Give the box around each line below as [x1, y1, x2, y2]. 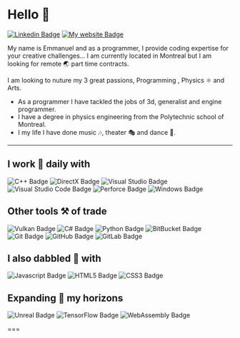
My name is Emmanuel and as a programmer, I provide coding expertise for [7, 43, 229, 52]
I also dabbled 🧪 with [7, 252, 101, 265]
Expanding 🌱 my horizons [7, 292, 124, 304]
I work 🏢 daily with [7, 158, 91, 170]
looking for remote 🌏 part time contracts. [7, 59, 130, 68]
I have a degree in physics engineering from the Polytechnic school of [17, 112, 224, 121]
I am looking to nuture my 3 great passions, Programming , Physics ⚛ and [7, 76, 225, 84]
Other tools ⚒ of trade [7, 205, 107, 217]
